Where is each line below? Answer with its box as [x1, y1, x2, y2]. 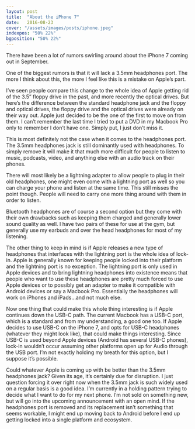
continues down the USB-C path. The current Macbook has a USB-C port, [6, 311, 184, 318]
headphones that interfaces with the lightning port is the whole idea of [6, 250, 175, 258]
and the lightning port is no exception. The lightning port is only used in [6, 263, 177, 270]
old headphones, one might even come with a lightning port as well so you [6, 178, 185, 185]
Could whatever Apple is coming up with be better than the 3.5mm [6, 366, 166, 373]
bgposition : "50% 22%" [6, 36, 61, 42]
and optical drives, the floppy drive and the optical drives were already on [6, 106, 184, 112]
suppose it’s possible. [6, 355, 58, 362]
